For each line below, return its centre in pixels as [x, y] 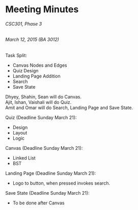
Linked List [24, 158]
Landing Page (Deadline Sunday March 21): [51, 173]
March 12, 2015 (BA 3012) [32, 40]
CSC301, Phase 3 [24, 23]
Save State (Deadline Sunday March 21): [48, 193]
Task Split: [16, 55]
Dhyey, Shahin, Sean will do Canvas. [43, 97]
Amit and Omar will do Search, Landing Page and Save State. [69, 108]
